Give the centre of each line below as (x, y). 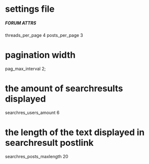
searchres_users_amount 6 (32, 113)
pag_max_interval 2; (25, 69)
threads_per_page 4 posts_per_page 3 (44, 35)
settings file (30, 9)
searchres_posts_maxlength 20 (37, 156)
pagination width (40, 55)
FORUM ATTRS (21, 23)
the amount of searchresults (64, 89)
